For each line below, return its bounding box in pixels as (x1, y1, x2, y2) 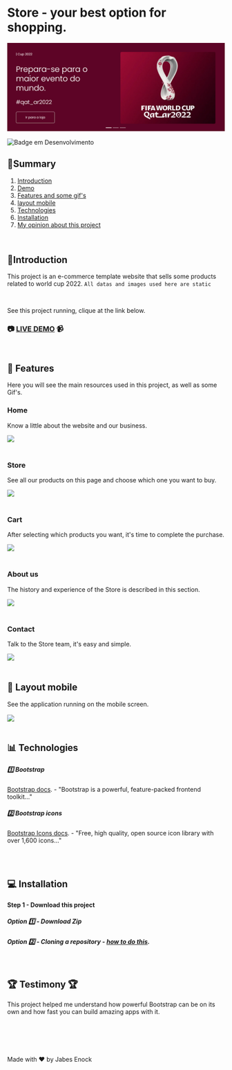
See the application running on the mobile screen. (7, 700, 149, 708)
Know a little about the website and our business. (7, 421, 147, 430)
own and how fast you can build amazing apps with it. (7, 1008, 160, 1016)
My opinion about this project (17, 220, 101, 229)
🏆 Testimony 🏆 (7, 978, 78, 990)
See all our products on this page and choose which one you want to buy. (7, 476, 217, 484)
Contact (7, 624, 35, 634)
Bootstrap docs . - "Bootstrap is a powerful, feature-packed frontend (7, 786, 202, 794)
